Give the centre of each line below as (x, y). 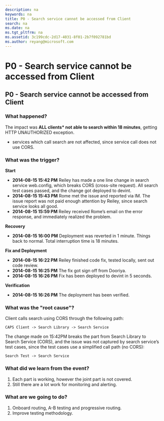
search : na (16, 23)
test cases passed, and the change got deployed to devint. (72, 191)
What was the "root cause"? (40, 307)
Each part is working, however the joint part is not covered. (72, 379)
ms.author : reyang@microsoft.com (39, 42)
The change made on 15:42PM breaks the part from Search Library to (76, 337)
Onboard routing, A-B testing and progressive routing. (67, 408)
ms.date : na (17, 28)
